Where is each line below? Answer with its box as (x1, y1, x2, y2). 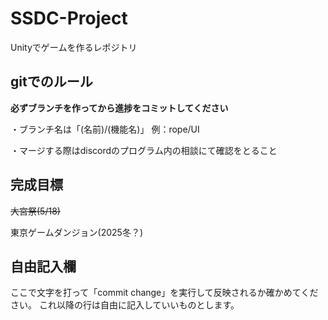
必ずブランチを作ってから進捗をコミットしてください (10, 102, 229, 114)
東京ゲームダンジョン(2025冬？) (10, 226, 144, 238)
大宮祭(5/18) (10, 205, 61, 217)
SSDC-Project (10, 7, 128, 30)
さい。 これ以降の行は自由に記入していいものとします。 (10, 299, 240, 311)
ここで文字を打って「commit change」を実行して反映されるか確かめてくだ (10, 287, 319, 299)
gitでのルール (10, 73, 93, 91)
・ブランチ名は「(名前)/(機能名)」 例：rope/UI (10, 123, 200, 135)
